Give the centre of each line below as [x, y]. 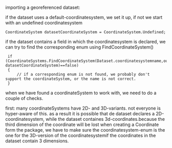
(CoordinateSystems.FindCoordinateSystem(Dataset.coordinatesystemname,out [88, 61]
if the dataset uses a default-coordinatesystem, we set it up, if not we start [84, 17]
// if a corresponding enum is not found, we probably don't [83, 74]
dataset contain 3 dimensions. [37, 141]
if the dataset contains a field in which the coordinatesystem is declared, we [85, 41]
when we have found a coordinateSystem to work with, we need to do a [81, 93]
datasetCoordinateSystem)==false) [42, 66]
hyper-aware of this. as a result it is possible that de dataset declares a [80, 114]
